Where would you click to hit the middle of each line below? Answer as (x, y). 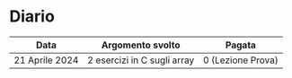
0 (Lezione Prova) (240, 60)
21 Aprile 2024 (46, 60)
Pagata (240, 45)
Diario (32, 17)
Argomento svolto (141, 45)
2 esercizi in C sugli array (141, 60)
